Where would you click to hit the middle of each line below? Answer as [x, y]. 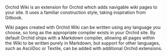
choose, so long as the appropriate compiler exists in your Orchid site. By [81, 32]
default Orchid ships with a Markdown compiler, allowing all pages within [80, 38]
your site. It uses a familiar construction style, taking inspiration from [76, 12]
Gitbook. [14, 18]
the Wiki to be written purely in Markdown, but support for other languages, [83, 43]
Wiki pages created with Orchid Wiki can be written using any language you [83, 27]
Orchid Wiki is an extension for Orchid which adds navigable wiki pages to [81, 7]
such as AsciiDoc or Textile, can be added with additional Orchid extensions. [84, 48]
